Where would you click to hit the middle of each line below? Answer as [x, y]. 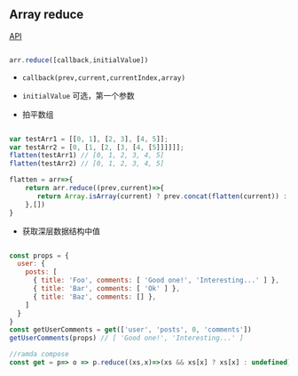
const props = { [39, 256]
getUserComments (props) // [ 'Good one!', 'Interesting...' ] [126, 338]
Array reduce [47, 15]
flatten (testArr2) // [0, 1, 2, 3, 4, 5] [87, 164]
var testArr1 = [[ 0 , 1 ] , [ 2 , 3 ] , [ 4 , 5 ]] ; [89, 139]
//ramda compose [39, 355]
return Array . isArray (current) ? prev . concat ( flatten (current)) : [162, 196]
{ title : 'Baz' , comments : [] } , [94, 297]
